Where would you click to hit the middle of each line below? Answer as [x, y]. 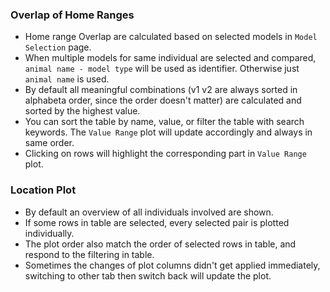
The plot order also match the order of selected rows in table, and [160, 244]
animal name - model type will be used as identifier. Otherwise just [162, 69]
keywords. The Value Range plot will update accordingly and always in [168, 132]
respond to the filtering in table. [89, 254]
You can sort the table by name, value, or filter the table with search [164, 122]
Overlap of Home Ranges [72, 15]
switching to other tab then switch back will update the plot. [148, 275]
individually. [49, 233]
